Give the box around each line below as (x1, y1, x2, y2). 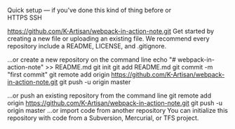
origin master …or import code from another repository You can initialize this (7, 107, 228, 114)
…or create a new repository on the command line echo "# (7, 55, 177, 64)
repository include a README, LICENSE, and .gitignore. (7, 42, 167, 50)
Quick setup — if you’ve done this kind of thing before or (7, 6, 172, 14)
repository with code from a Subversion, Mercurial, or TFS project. (7, 114, 199, 122)
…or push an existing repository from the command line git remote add (7, 91, 212, 100)
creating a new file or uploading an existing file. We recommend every (7, 34, 210, 43)
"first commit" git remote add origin (7, 70, 110, 79)
